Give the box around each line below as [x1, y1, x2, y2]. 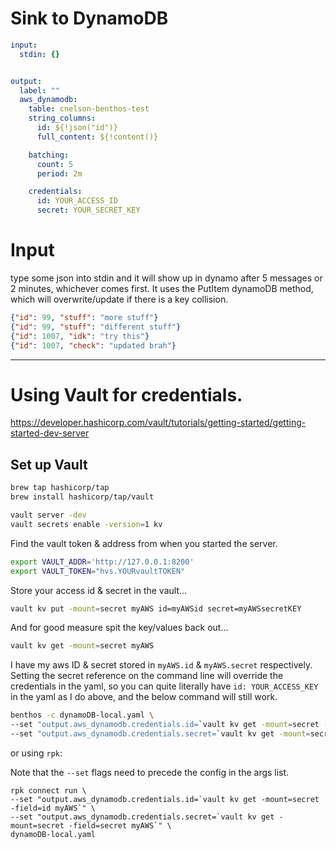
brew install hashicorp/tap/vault [10, 492, 155, 502]
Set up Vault [10, 456, 88, 473]
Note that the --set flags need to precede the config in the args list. [10, 766, 290, 778]
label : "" [19, 85, 60, 96]
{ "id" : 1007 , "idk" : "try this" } [10, 331, 150, 341]
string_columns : [28, 113, 97, 124]
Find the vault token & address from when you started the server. [10, 537, 278, 549]
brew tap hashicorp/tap [10, 483, 110, 493]
